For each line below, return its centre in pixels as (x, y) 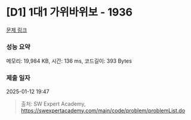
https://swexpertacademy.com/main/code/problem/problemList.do (103, 110)
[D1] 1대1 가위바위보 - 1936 (70, 12)
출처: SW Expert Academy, (53, 104)
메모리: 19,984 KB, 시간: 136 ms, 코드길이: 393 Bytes (69, 61)
